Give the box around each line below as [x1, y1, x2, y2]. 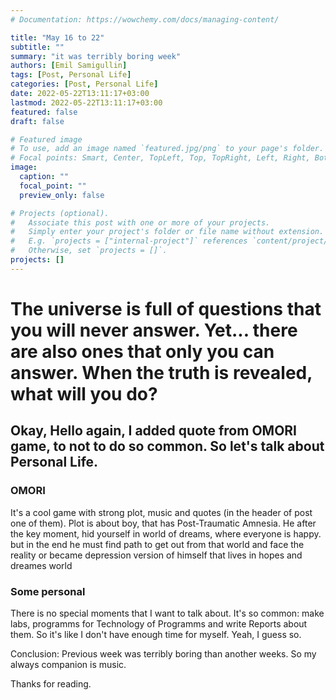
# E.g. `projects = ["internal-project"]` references [10, 236, 248, 246]
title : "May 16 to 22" [10, 32, 105, 43]
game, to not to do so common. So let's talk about [10, 438, 325, 455]
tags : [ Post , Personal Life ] [10, 70, 132, 80]
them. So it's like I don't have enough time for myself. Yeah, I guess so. [10, 628, 302, 640]
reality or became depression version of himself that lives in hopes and [10, 549, 303, 561]
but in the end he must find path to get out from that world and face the [10, 538, 305, 550]
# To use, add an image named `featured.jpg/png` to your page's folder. [10, 144, 325, 154]
